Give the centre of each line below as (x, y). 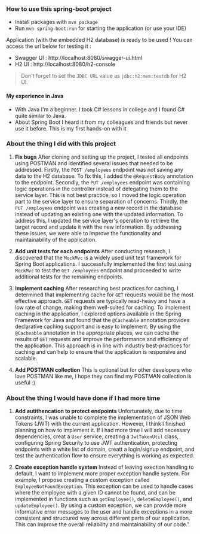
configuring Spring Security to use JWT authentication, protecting (96, 443)
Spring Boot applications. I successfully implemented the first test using (103, 264)
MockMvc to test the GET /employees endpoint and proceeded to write (98, 270)
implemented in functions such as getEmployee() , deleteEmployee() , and (104, 499)
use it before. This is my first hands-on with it (70, 128)
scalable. (26, 358)
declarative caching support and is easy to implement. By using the (98, 326)
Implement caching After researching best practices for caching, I (97, 288)
